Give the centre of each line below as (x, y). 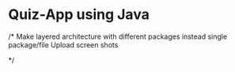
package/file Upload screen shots (63, 44)
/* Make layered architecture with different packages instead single (118, 36)
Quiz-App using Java (79, 15)
